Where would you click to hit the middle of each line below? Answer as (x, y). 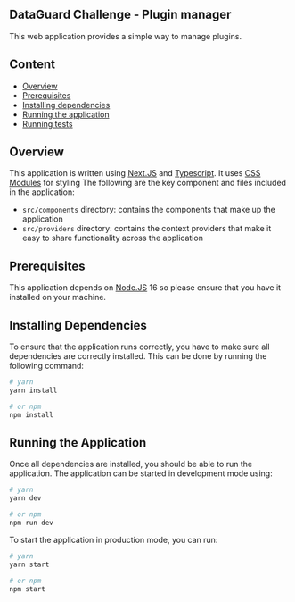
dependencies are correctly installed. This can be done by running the (138, 356)
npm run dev (31, 523)
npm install (31, 414)
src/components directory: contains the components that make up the (149, 210)
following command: (47, 366)
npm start (28, 589)
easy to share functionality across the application (112, 238)
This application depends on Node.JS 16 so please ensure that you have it (145, 288)
